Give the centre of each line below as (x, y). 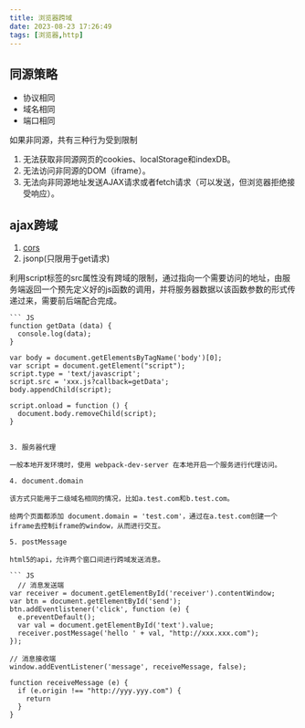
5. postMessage (38, 542)
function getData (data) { (61, 326)
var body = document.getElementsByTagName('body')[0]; (116, 358)
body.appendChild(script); (61, 390)
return (38, 699)
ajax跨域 (34, 225)
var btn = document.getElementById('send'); (95, 601)
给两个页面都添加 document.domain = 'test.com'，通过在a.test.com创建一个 (144, 516)
